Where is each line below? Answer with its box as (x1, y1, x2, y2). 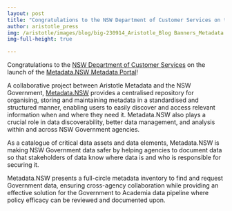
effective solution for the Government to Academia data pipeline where (7, 189, 209, 197)
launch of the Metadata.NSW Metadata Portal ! (7, 68, 138, 77)
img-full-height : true (7, 36, 72, 43)
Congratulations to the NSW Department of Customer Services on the (7, 61, 206, 69)
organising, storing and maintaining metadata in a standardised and (7, 96, 199, 104)
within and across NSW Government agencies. (7, 125, 140, 134)
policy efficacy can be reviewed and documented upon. (7, 196, 166, 204)
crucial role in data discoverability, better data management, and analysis (7, 118, 215, 126)
